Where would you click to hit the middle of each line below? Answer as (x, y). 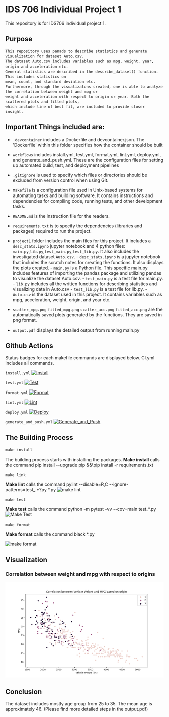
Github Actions (29, 345)
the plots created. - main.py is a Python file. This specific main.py (80, 268)
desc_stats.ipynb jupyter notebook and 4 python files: (69, 246)
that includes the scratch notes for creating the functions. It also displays (88, 262)
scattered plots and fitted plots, (43, 102)
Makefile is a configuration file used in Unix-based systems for (78, 190)
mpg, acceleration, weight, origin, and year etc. (61, 300)
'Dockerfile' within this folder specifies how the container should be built (88, 145)
